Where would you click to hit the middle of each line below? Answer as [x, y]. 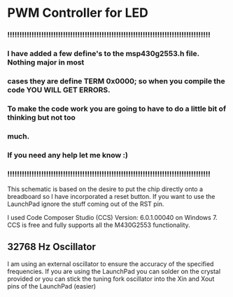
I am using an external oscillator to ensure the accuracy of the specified [111, 263]
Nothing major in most [46, 62]
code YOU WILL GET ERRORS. [59, 90]
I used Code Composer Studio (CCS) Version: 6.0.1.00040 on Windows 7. [113, 218]
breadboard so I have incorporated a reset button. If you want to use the [111, 197]
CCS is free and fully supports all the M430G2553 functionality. [99, 225]
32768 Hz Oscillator [52, 247]
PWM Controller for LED [78, 13]
